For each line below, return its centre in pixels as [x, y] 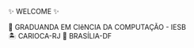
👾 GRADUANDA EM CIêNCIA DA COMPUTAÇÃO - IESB [97, 27]
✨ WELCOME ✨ [34, 11]
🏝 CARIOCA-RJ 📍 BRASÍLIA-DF [60, 36]
